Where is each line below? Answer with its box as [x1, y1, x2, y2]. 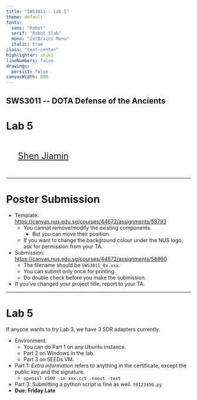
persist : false [11, 69, 49, 74]
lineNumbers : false [6, 57, 54, 63]
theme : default [6, 14, 43, 20]
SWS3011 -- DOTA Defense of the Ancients [6, 96, 166, 106]
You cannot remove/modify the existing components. [23, 224, 152, 232]
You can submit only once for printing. [23, 268, 116, 275]
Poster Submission [6, 192, 100, 206]
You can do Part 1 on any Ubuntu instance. [23, 344, 126, 351]
